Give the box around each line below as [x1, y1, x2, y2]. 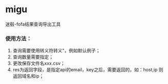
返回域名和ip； [12, 73, 44, 79]
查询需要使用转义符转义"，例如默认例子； [12, 47, 101, 54]
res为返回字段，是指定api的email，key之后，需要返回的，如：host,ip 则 [12, 67, 163, 73]
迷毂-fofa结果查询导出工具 [5, 21, 61, 27]
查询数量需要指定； [12, 54, 54, 60]
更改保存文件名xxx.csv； [12, 60, 66, 67]
